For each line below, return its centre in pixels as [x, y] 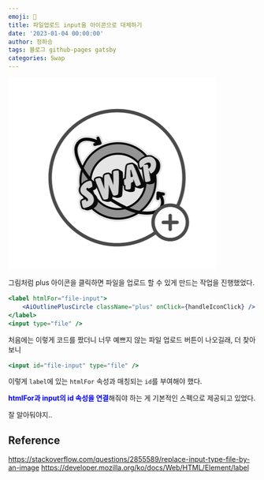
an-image [24, 468]
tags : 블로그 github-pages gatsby [62, 50]
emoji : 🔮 [22, 17]
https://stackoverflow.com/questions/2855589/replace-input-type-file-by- [129, 459]
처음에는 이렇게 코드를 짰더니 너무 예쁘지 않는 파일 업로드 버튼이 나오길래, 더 [125, 339]
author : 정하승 [31, 42]
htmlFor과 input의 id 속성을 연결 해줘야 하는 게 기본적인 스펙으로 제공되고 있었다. [132, 398]
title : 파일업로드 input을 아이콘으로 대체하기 [75, 25]
